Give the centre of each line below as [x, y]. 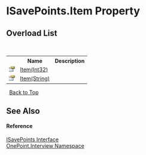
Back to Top [24, 92]
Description [70, 60]
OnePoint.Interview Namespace [45, 146]
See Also [23, 111]
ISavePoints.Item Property [73, 11]
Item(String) [35, 78]
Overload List [32, 33]
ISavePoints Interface [32, 139]
